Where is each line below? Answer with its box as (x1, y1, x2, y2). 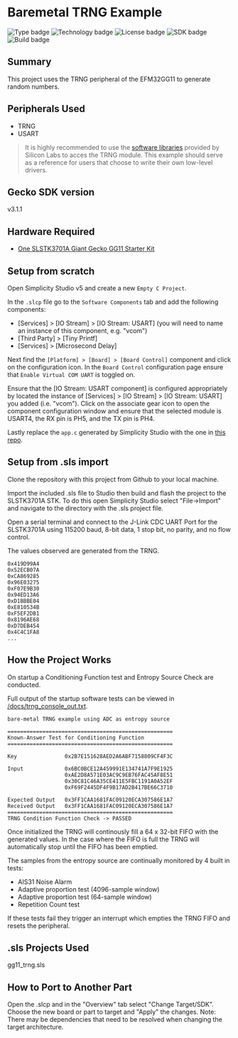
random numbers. (7, 82, 60, 91)
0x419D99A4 (7, 560, 40, 567)
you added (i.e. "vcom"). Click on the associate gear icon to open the (7, 399, 210, 408)
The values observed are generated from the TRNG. (7, 546, 160, 554)
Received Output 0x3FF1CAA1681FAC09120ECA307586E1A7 (7, 802, 173, 809)
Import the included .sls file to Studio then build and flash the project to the (7, 488, 227, 497)
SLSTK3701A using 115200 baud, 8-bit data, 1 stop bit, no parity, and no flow (7, 525, 231, 533)
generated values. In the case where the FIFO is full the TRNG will (7, 835, 200, 843)
